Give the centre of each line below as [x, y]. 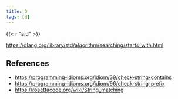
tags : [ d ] [18, 17]
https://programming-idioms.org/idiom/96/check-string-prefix [90, 84]
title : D [17, 11]
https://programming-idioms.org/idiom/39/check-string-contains [93, 77]
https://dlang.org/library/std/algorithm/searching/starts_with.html [85, 45]
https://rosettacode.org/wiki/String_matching [69, 90]
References [28, 63]
